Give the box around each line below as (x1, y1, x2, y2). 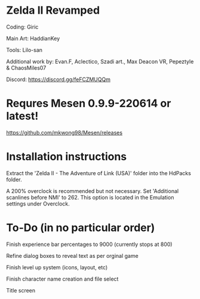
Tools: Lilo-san (6, 46, 43, 54)
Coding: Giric (6, 23, 39, 30)
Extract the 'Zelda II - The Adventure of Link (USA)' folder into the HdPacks (6, 169, 191, 176)
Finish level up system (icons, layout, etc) (6, 263, 108, 271)
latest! (6, 110, 39, 123)
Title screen (6, 286, 36, 294)
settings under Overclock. (6, 200, 70, 207)
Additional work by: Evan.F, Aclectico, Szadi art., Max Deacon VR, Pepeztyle (6, 58, 194, 65)
